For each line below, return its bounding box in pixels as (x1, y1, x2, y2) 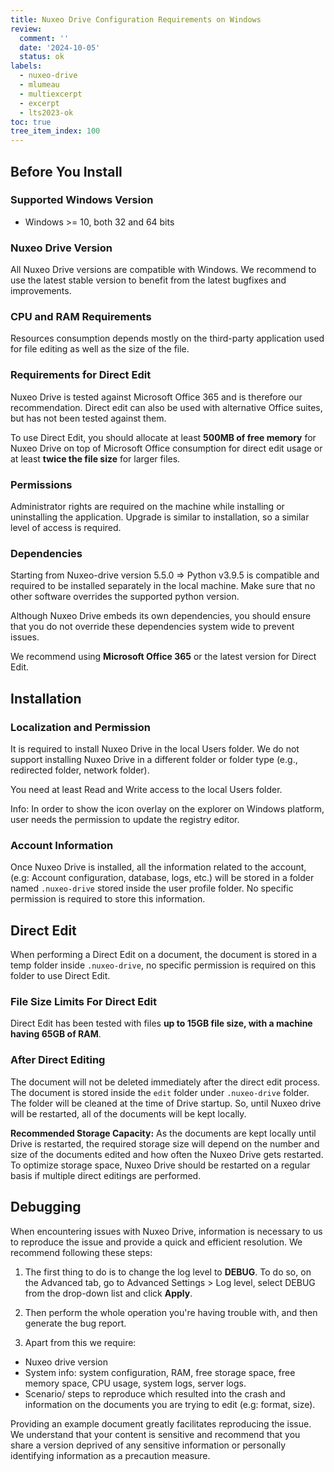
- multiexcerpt (19, 89, 83, 99)
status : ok (19, 52, 65, 62)
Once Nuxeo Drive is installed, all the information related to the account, (10, 861, 307, 873)
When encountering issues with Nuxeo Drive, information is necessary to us (10, 1225, 323, 1237)
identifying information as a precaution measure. (10, 1449, 211, 1461)
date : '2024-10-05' (19, 42, 101, 53)
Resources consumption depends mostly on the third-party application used (10, 332, 325, 345)
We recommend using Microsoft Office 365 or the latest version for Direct (10, 651, 317, 663)
